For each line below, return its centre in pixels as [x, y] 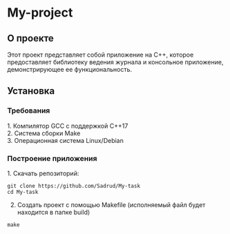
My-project [40, 13]
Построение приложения [52, 158]
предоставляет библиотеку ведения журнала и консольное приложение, [115, 62]
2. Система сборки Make [44, 133]
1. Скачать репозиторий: [43, 173]
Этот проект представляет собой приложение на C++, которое [100, 55]
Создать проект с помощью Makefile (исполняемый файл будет [111, 204]
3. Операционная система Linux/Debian [66, 140]
